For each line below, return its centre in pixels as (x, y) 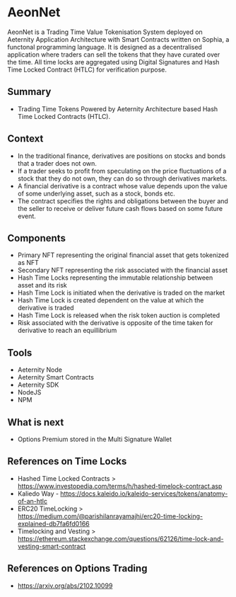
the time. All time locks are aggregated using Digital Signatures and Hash (113, 62)
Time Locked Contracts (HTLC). (64, 116)
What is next (36, 422)
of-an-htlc (33, 501)
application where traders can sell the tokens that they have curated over (114, 55)
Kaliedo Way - (38, 494)
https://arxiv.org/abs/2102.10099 (65, 586)
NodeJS (29, 392)
